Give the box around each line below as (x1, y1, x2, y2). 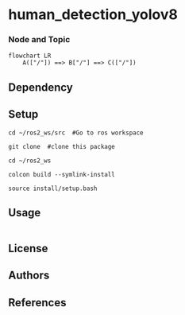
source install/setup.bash (8, 185, 98, 192)
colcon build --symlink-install (8, 170, 115, 178)
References (8, 296, 67, 309)
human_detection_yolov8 (8, 6, 179, 24)
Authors (8, 269, 50, 282)
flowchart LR (8, 52, 52, 60)
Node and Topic (8, 34, 71, 45)
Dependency (8, 80, 73, 94)
